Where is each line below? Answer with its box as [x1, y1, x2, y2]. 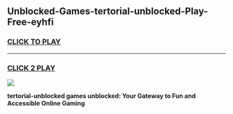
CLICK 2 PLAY [7, 63, 55, 73]
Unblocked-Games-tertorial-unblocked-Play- [7, 6, 208, 17]
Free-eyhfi [7, 17, 54, 28]
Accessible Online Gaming [7, 99, 85, 107]
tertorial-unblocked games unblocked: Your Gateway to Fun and [7, 91, 196, 99]
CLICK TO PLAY [7, 37, 61, 47]
